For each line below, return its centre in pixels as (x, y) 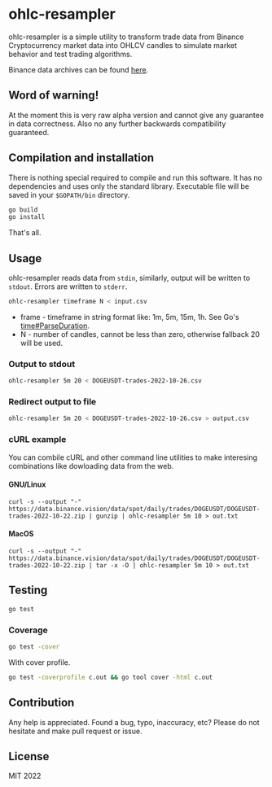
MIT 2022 (25, 776)
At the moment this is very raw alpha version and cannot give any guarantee (136, 115)
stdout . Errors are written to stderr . (68, 286)
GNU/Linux (27, 484)
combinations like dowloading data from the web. (91, 466)
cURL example (37, 439)
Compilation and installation (81, 158)
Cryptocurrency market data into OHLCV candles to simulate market (123, 45)
